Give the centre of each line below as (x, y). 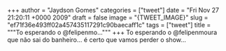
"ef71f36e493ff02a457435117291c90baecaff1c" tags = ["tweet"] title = (109, 25)
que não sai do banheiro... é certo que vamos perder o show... (97, 40)
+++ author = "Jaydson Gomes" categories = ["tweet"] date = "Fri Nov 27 (113, 10)
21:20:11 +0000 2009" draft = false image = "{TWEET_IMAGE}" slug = (108, 17)
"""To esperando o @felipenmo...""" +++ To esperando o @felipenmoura (112, 32)
